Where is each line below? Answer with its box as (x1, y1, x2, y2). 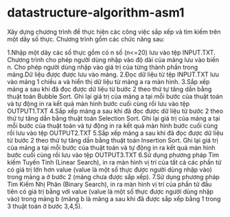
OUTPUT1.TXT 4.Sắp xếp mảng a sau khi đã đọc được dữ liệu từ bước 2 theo (7, 107, 224, 115)
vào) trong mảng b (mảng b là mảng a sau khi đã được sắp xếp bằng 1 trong (7, 194, 221, 203)
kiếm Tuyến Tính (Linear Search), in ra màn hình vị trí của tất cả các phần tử (7, 158, 222, 166)
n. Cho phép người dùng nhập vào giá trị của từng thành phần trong (7, 63, 198, 71)
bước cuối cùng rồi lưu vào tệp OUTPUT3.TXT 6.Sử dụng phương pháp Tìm (7, 150, 220, 159)
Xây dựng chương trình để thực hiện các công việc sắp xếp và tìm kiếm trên (7, 28, 221, 36)
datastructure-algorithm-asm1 (7, 5, 185, 21)
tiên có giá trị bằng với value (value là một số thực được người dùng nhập (7, 187, 214, 196)
